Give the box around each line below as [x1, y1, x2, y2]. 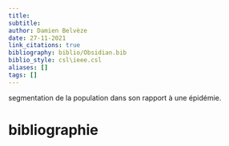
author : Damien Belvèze [8, 26, 88, 34]
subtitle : [8, 19, 42, 27]
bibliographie [8, 120, 98, 139]
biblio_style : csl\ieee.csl [8, 57, 102, 65]
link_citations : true [8, 41, 81, 49]
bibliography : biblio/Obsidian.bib [8, 49, 127, 57]
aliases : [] [8, 64, 48, 72]
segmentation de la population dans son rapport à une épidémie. [8, 93, 222, 102]
